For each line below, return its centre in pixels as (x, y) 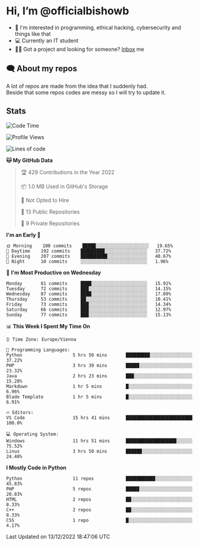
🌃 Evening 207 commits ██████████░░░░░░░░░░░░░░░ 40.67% (89, 256)
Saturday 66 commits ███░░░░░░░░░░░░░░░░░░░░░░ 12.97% (89, 309)
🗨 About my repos (42, 69)
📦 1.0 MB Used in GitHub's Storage (64, 186)
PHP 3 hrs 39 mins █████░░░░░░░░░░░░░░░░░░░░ (99, 365)
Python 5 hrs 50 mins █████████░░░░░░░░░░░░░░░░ (99, 355)
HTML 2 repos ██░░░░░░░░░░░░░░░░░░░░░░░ (99, 499)
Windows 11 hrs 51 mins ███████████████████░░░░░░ (99, 441)
